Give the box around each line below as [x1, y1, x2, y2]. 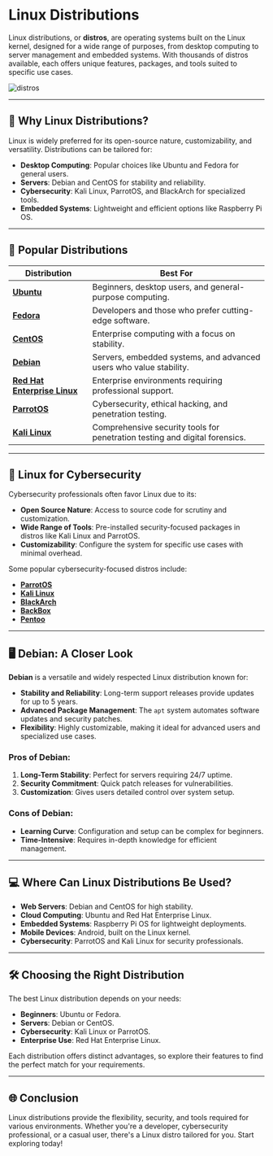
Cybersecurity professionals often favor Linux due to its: [8, 490, 197, 499]
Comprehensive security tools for [92, 421, 220, 433]
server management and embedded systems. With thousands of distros [8, 50, 249, 59]
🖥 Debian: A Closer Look [8, 647, 133, 661]
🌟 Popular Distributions [8, 243, 128, 257]
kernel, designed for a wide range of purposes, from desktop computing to [8, 41, 259, 50]
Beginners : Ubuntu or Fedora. [19, 1010, 122, 1019]
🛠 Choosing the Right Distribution [8, 968, 184, 982]
